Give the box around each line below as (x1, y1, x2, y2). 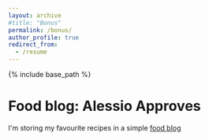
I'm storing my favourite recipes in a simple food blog (8, 123, 181, 132)
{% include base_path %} (8, 70, 91, 79)
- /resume (15, 48, 47, 56)
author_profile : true (8, 33, 80, 42)
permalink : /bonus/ (8, 26, 73, 34)
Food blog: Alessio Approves (8, 98, 201, 115)
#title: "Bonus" (8, 19, 62, 27)
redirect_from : (8, 41, 58, 49)
